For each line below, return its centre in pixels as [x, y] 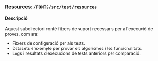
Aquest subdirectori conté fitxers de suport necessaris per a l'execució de [79, 29]
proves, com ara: [22, 34]
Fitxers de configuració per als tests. [49, 43]
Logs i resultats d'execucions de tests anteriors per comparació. [76, 53]
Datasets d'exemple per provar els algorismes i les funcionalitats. [77, 49]
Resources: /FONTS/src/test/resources [51, 7]
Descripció [16, 18]
